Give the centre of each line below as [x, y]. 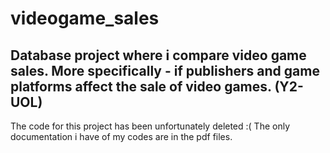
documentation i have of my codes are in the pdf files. [121, 136]
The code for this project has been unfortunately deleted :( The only [150, 126]
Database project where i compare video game [158, 55]
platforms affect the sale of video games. [141, 86]
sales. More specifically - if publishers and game [165, 70]
